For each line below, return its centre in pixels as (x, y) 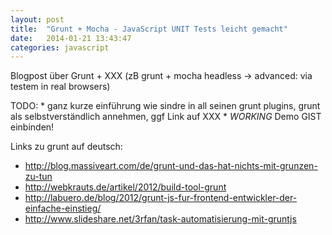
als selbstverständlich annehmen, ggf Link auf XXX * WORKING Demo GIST (166, 117)
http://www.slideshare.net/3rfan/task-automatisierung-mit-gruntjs (160, 219)
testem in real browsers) (60, 87)
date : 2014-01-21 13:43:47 (71, 38)
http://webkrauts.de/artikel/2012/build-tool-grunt (125, 187)
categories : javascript (60, 47)
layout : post (37, 19)
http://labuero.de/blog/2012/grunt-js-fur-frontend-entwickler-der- (161, 198)
